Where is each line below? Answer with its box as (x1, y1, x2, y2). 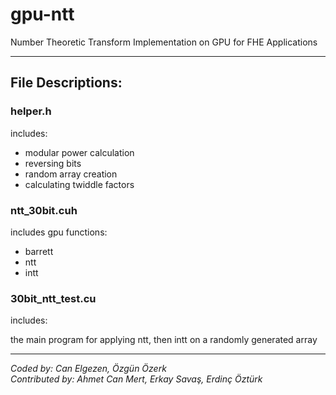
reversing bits (24, 157, 82, 169)
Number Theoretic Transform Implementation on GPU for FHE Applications (10, 36, 318, 48)
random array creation (24, 168, 118, 180)
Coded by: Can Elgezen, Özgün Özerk (10, 363, 167, 375)
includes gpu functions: (10, 226, 108, 238)
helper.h (10, 104, 52, 118)
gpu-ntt (10, 3, 75, 26)
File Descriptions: (10, 74, 123, 92)
